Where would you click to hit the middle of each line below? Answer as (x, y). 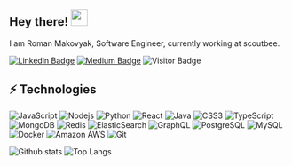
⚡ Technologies (53, 90)
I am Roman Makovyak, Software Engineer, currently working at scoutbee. (145, 43)
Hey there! (39, 22)
